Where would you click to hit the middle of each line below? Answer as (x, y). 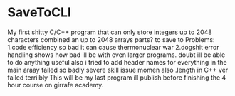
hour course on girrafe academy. (56, 85)
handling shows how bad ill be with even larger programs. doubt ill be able (116, 55)
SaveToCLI (39, 12)
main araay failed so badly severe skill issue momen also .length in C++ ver (118, 70)
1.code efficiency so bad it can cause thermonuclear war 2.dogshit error (113, 47)
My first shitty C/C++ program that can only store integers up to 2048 (110, 32)
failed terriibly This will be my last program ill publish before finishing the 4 (117, 77)
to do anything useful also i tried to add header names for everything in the (117, 62)
